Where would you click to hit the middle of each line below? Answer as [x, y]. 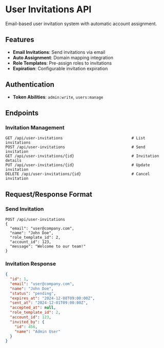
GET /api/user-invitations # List [75, 138]
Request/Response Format [49, 194]
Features [20, 40]
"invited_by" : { [27, 322]
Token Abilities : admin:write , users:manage [58, 97]
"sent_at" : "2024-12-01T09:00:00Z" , [49, 303]
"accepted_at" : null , [33, 308]
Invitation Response [31, 263]
